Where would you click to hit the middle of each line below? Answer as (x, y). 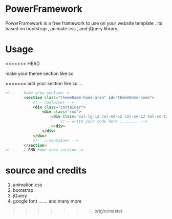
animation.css (27, 185)
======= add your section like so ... (44, 83)
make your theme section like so (39, 73)
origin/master (109, 211)
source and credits (46, 171)
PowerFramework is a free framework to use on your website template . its (84, 23)
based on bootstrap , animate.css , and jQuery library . (63, 28)
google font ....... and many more (47, 201)
